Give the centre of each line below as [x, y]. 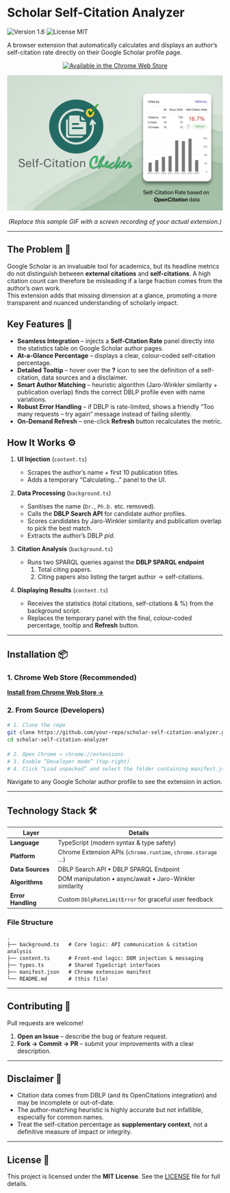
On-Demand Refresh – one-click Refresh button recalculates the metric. [119, 421]
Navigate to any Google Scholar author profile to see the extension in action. [115, 782]
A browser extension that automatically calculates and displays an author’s [112, 45]
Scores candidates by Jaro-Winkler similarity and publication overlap [124, 521]
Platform [23, 856]
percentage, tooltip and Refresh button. [83, 625]
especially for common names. [60, 1117]
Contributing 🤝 [39, 1006]
